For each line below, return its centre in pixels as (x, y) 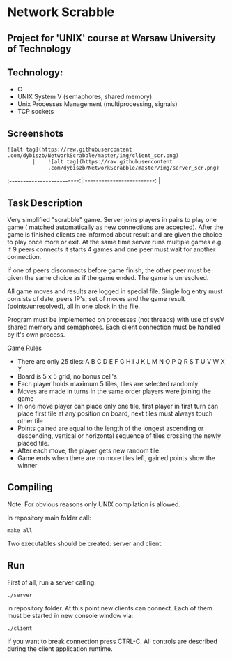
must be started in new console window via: (70, 615)
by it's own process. (36, 335)
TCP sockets (36, 112)
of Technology (39, 49)
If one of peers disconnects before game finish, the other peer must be (109, 270)
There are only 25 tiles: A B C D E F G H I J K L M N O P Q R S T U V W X (121, 362)
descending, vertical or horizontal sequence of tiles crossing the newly (119, 436)
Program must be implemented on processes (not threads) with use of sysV (116, 320)
